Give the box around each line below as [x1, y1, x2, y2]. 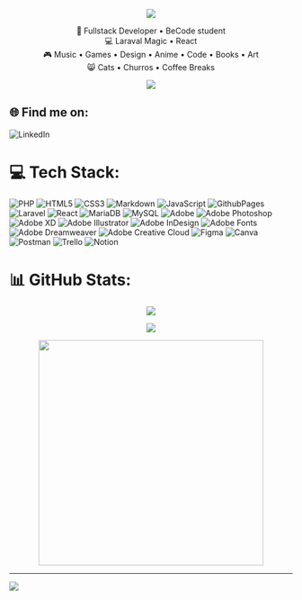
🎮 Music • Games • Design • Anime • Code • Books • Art [43, 50, 259, 59]
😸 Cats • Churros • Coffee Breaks [86, 62, 216, 72]
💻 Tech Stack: [9, 162, 120, 182]
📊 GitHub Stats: [9, 269, 132, 290]
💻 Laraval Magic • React [104, 36, 198, 46]
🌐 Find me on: [9, 105, 89, 121]
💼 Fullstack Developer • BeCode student [75, 25, 226, 36]
